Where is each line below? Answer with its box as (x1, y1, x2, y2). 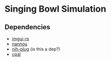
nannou (11, 41, 28, 47)
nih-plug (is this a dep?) (11, 46, 60, 52)
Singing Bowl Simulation (4, 3, 107, 15)
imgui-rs (11, 36, 29, 41)
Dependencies (4, 23, 50, 31)
